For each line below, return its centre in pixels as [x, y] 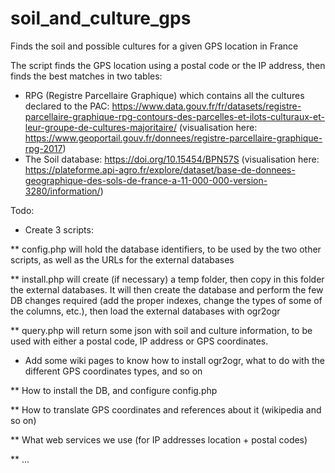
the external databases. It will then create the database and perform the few [167, 289]
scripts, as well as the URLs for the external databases [122, 259]
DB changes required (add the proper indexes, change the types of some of [166, 300]
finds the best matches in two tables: [86, 76]
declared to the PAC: [67, 106]
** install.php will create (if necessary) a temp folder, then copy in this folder [167, 279]
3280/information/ [62, 191]
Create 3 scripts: [59, 229]
